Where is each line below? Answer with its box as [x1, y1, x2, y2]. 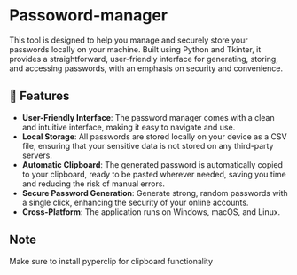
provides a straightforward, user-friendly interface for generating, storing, [9, 53, 279, 64]
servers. [21, 150, 53, 161]
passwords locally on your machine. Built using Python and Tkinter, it [9, 43, 262, 54]
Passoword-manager [9, 5, 168, 26]
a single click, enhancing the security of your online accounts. [21, 197, 249, 208]
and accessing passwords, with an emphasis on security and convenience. [9, 63, 284, 74]
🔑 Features [9, 89, 70, 104]
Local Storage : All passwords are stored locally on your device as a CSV [21, 130, 287, 142]
